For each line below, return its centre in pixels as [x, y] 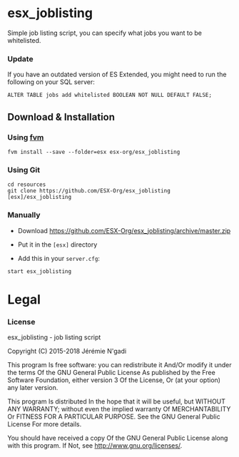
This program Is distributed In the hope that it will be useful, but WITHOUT [117, 401]
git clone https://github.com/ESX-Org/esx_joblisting [89, 191]
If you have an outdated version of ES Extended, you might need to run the [117, 75]
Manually [24, 215]
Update [20, 58]
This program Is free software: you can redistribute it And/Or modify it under [119, 365]
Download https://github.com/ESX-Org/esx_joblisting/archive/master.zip [124, 230]
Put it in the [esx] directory [57, 245]
